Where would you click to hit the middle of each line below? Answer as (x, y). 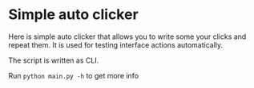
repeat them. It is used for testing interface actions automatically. (116, 44)
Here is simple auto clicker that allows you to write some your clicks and (127, 36)
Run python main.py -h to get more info (73, 75)
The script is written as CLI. (54, 60)
